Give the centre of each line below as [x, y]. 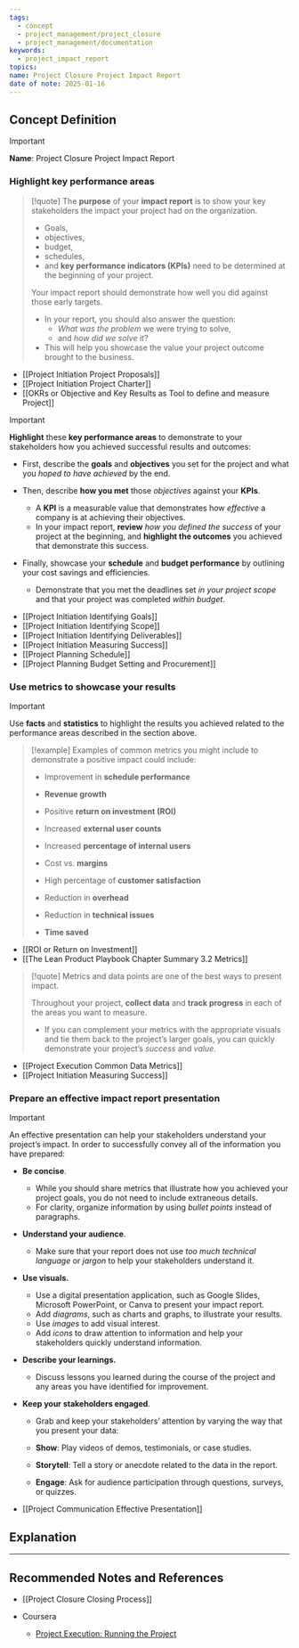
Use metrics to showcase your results [93, 687]
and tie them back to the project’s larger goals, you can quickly [160, 1040]
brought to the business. [89, 356]
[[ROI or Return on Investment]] [80, 950]
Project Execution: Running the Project [106, 1633]
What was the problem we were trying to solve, [144, 328]
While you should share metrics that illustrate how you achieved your [162, 1188]
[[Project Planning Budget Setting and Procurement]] [119, 664]
